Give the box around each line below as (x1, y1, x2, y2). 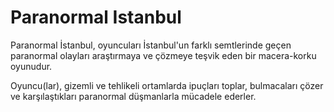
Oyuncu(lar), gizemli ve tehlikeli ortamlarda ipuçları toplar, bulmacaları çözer (10, 79, 324, 91)
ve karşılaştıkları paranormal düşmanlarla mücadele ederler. (10, 90, 257, 102)
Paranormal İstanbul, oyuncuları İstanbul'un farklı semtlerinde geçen (10, 39, 292, 51)
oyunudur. (10, 60, 53, 72)
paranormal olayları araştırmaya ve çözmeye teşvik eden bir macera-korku (10, 49, 317, 61)
